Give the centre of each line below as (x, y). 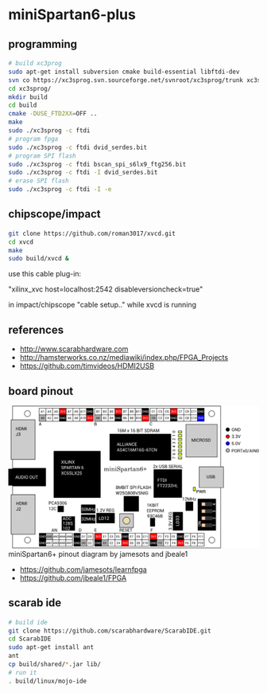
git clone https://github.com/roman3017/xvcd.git (92, 233)
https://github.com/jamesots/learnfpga (83, 569)
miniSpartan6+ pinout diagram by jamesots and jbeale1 (98, 554)
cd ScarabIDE (30, 639)
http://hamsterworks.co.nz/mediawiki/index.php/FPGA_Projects (124, 358)
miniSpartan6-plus (72, 15)
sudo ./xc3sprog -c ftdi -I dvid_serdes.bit (83, 173)
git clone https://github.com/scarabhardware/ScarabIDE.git (110, 631)
